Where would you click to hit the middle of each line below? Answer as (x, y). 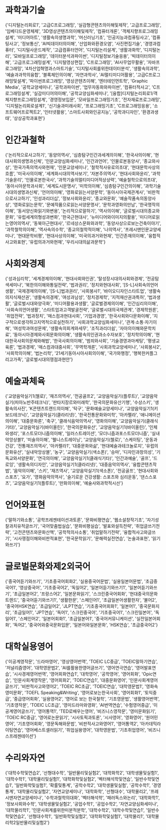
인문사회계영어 (144, 680)
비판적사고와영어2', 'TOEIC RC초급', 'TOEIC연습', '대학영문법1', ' (84, 686)
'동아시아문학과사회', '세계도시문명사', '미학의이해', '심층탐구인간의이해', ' (75, 186)
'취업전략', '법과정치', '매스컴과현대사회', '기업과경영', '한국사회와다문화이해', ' (80, 316)
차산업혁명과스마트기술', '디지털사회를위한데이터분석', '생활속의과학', (94, 68)
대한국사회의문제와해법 (27, 341)
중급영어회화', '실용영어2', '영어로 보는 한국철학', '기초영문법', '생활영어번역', (87, 699)
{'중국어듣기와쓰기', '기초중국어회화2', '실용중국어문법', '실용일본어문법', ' (76, 581)
